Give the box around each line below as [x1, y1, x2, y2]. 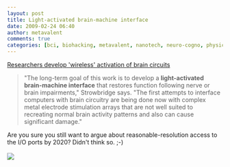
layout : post [7, 10, 44, 17]
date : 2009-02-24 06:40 [7, 23, 75, 29]
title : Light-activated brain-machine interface [7, 16, 149, 23]
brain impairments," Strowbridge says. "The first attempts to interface [23, 88, 221, 97]
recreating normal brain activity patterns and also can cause [23, 110, 194, 118]
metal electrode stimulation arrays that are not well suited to [23, 103, 194, 111]
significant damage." [23, 118, 82, 125]
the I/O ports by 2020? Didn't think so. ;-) [7, 138, 124, 146]
